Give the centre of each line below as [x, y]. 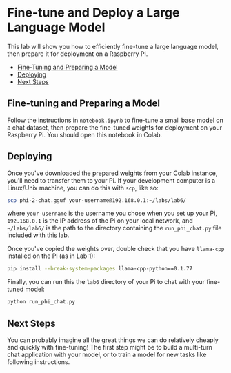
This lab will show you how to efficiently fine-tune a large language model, [113, 46]
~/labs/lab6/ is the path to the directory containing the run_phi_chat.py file [114, 228]
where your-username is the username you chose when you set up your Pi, [112, 213]
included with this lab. [38, 235]
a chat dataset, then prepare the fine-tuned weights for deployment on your [115, 127]
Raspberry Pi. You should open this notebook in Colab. [85, 134]
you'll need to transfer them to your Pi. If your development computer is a [111, 180]
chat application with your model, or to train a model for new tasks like [107, 354]
